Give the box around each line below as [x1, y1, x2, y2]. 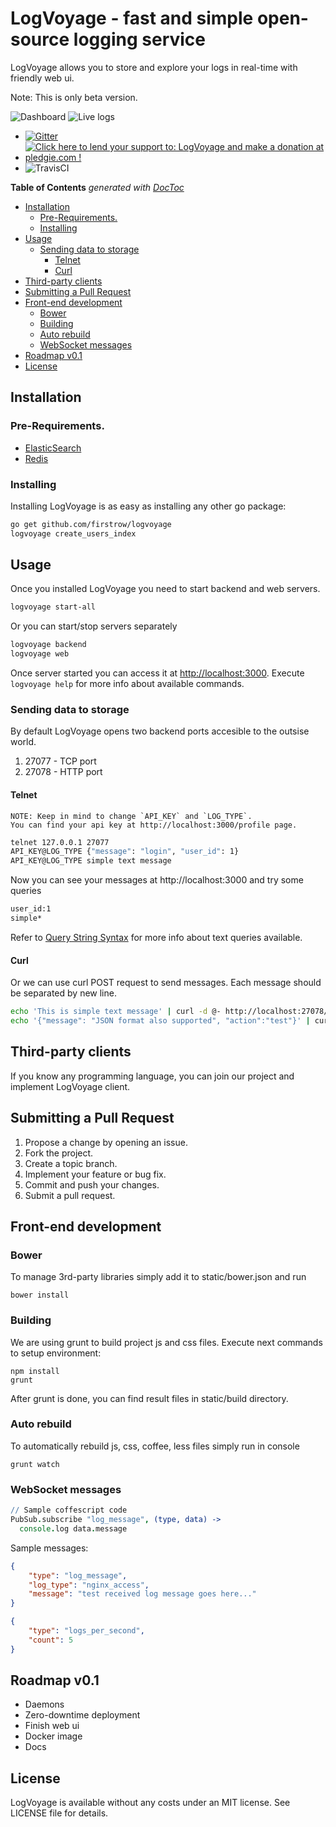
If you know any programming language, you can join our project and [10, 1070, 295, 1082]
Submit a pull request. [24, 1189, 116, 1201]
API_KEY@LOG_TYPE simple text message [10, 856, 172, 866]
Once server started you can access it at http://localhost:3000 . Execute [10, 667, 305, 679]
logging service [73, 28, 207, 51]
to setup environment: [10, 1347, 102, 1359]
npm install [10, 1366, 60, 1376]
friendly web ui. [10, 72, 75, 84]
